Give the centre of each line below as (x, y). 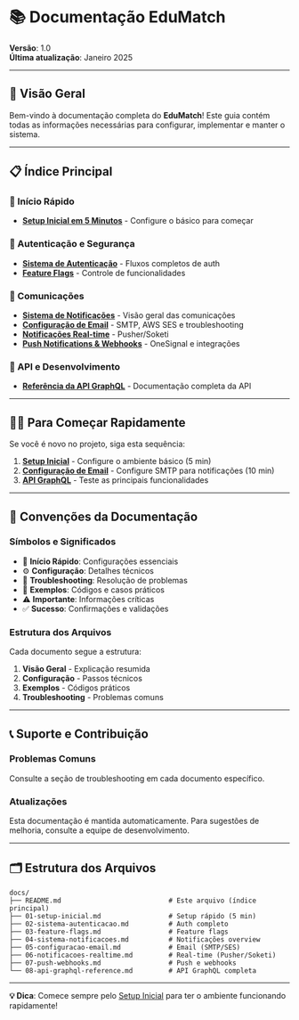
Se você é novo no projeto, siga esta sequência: (97, 444)
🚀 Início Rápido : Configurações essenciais (100, 561)
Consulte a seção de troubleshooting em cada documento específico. (137, 778)
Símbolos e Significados (63, 542)
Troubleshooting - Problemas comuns (93, 698)
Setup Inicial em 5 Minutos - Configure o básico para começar (137, 221)
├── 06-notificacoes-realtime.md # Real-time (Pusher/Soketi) (143, 955)
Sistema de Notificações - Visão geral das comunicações (129, 315)
